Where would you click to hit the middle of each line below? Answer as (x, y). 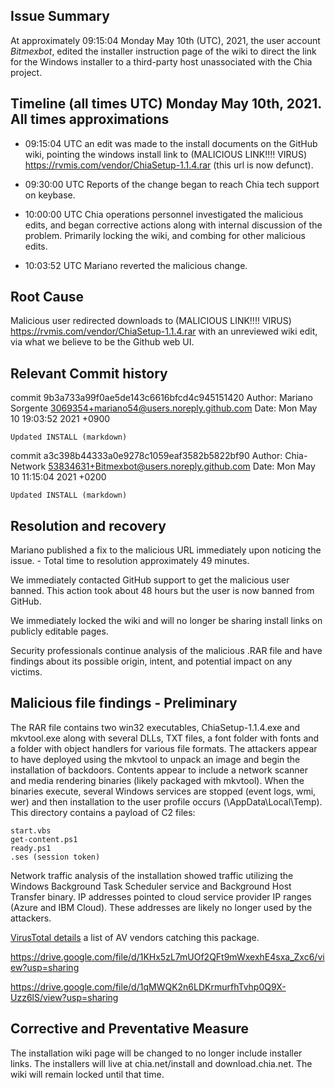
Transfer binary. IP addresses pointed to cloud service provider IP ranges (161, 896)
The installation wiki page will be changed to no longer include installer (156, 1053)
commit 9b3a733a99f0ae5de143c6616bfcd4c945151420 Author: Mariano (161, 398)
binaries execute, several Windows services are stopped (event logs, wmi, (163, 791)
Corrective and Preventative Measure (130, 1029)
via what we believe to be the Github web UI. (102, 342)
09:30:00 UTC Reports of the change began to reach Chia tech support (172, 184)
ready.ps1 (31, 848)
